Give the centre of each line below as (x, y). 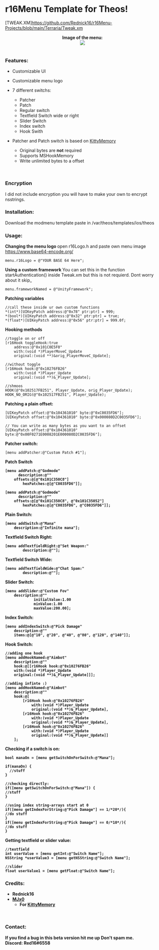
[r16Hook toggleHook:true (31, 343)
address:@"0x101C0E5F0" (38, 347)
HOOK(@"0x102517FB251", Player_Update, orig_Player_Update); (69, 391)
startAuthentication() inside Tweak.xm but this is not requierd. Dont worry (79, 275)
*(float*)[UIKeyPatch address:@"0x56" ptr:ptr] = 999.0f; (66, 321)
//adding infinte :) (26, 684)
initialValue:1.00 (52, 600)
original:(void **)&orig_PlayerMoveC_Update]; (62, 356)
